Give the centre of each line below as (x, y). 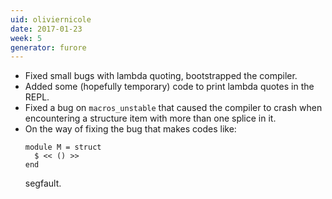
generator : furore (48, 47)
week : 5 (26, 38)
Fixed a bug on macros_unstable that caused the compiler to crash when (173, 108)
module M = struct (63, 147)
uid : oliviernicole (51, 19)
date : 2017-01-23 (46, 29)
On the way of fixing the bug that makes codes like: (130, 129)
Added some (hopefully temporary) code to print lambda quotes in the (169, 87)
